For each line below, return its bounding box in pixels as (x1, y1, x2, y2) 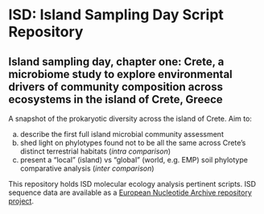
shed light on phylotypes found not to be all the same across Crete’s (19, 138, 246, 147)
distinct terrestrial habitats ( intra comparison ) (19, 146, 171, 156)
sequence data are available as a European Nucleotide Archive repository (8, 187, 252, 197)
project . (8, 196, 35, 206)
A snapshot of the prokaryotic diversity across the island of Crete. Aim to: (8, 114, 252, 123)
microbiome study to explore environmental (8, 67, 233, 81)
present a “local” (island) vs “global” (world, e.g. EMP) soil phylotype (19, 155, 248, 164)
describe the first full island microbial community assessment (19, 130, 224, 138)
